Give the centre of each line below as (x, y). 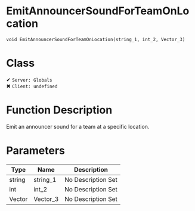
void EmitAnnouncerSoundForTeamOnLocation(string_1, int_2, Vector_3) (96, 39)
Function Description (59, 110)
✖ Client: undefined (32, 86)
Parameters (36, 151)
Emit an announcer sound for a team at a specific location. (78, 126)
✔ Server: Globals (29, 79)
